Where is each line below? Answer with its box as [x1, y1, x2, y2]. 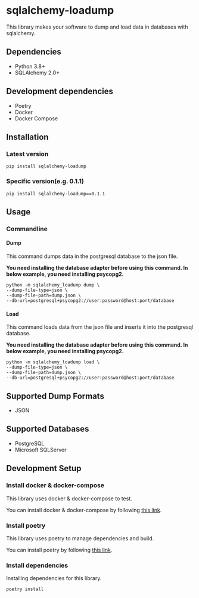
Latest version [6, 149, 49, 158]
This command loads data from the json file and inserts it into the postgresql [6, 323, 194, 331]
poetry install [6, 586, 44, 593]
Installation [6, 132, 49, 142]
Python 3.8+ [14, 63, 46, 70]
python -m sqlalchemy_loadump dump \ [6, 282, 100, 288]
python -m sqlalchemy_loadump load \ [6, 359, 100, 365]
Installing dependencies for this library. [6, 575, 102, 582]
